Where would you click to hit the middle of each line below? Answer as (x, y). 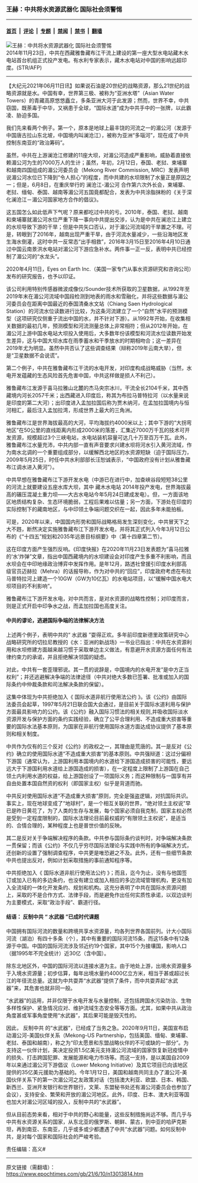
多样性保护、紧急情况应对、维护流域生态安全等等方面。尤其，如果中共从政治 (99, 1008)
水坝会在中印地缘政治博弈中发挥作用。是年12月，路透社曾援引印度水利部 (94, 563)
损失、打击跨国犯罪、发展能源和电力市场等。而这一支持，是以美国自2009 (100, 1057)
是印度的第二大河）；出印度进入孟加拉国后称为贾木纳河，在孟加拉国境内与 (95, 403)
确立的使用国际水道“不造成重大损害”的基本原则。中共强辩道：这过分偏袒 (104, 753)
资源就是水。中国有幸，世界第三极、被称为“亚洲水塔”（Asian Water (93, 93)
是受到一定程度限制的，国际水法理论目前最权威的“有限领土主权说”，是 (91, 818)
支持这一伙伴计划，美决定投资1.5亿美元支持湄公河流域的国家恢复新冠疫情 (95, 1050)
